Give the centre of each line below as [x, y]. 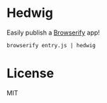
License [30, 74]
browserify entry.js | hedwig [51, 45]
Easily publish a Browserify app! [53, 32]
